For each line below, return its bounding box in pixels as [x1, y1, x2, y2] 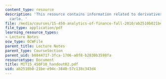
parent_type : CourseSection [5, 48, 63, 53]
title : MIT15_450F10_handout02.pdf [5, 62, 79, 67]
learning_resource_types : [5, 30, 58, 35]
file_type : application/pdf [5, 26, 63, 30]
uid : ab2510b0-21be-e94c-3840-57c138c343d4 [5, 67, 96, 72]
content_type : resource [5, 7, 54, 12]
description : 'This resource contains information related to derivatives [5, 12, 163, 17]
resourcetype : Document [5, 57, 54, 62]
